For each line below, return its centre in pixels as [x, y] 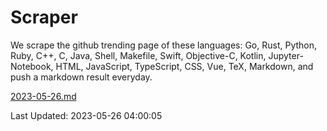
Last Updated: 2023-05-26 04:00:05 [86, 115]
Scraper [44, 17]
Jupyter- [286, 55]
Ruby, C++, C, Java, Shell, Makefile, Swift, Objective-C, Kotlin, [138, 55]
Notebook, [32, 66]
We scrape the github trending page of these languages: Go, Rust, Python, [164, 45]
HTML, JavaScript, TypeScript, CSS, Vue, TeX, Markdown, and [184, 66]
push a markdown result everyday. [81, 77]
